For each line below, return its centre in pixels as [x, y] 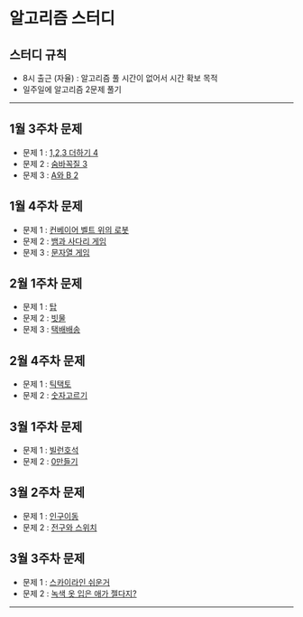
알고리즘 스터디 [62, 19]
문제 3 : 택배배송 [51, 330]
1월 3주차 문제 [46, 129]
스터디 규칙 [38, 55]
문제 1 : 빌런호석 [50, 450]
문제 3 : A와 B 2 [50, 175]
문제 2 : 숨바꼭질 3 [55, 164]
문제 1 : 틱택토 [47, 384]
